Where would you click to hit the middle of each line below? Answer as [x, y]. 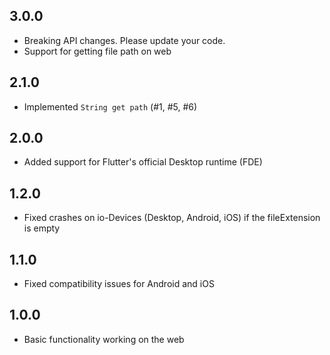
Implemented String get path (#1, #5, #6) [110, 106]
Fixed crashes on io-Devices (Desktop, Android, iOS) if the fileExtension [172, 218]
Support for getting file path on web [97, 51]
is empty [42, 228]
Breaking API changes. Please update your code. [124, 40]
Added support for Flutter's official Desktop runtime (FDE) [143, 162]
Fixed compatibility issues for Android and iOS [119, 284]
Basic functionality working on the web [104, 339]
